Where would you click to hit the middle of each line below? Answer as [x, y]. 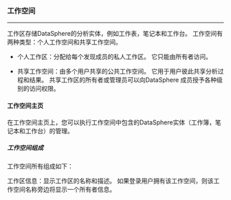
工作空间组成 [25, 148]
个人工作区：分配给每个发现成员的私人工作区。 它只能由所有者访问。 [114, 57]
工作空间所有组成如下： [40, 166]
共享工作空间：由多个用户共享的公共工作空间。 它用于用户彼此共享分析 [117, 71]
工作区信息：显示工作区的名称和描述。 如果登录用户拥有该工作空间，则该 [110, 181]
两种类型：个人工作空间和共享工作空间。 [64, 42]
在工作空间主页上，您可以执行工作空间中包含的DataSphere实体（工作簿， [111, 122]
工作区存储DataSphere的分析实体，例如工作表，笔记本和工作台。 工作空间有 [115, 34]
